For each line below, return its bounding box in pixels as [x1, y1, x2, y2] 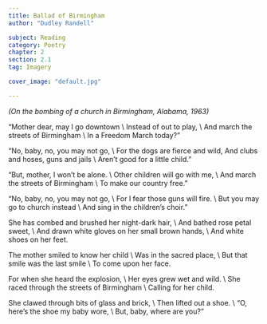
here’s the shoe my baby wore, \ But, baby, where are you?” [8, 306, 205, 316]
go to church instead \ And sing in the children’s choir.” [8, 202, 188, 211]
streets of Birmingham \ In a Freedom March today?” [8, 130, 181, 140]
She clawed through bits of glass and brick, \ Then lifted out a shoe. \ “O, [8, 298, 248, 307]
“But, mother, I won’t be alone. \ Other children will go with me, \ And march [8, 169, 257, 180]
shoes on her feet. [8, 235, 69, 244]
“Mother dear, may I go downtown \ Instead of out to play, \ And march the [8, 121, 253, 132]
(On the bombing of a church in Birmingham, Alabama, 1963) [8, 106, 210, 116]
